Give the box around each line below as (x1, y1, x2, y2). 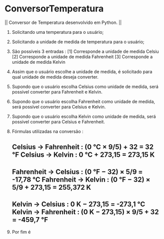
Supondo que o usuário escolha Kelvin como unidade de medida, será (11, 113, 156, 119)
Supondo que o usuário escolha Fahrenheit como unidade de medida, (11, 98, 156, 105)
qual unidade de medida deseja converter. (11, 74, 99, 80)
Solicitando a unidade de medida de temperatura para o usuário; (11, 38, 145, 45)
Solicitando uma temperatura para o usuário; (11, 29, 104, 35)
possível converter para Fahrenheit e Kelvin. (11, 89, 103, 95)
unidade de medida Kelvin (11, 59, 66, 65)
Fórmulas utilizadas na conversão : (11, 128, 84, 134)
